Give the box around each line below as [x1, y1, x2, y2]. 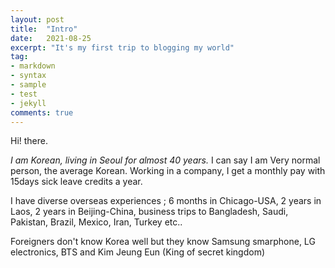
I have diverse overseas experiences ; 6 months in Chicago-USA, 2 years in [10, 195, 322, 207]
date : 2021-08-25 [10, 33, 92, 43]
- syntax [10, 71, 47, 81]
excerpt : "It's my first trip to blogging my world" [10, 42, 235, 53]
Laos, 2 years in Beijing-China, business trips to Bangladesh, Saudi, [10, 206, 289, 218]
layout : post [10, 14, 65, 25]
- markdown [10, 61, 56, 71]
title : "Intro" [10, 24, 78, 34]
